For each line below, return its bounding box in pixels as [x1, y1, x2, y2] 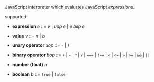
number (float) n [12, 62, 47, 67]
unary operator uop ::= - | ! [12, 42, 70, 48]
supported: [5, 14, 28, 19]
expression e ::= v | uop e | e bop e [12, 23, 85, 29]
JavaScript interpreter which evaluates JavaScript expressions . [5, 4, 135, 10]
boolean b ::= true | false [12, 71, 66, 77]
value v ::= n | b [12, 33, 45, 39]
